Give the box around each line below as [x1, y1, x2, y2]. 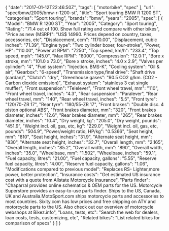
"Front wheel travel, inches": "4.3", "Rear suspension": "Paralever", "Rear [5, 91, 158, 96]
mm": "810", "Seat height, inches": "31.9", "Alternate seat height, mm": [5, 134, 152, 140]
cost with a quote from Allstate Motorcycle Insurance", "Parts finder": [5, 177, 150, 183]
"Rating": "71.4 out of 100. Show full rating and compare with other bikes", [5, 26, 160, 32]
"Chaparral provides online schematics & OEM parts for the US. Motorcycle [5, 182, 162, 188]
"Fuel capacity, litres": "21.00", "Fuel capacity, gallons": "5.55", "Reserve [5, 155, 157, 161]
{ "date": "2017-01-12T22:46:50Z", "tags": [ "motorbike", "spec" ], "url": [5, 5, 155, 10]
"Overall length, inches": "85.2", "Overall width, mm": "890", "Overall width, [5, 145, 163, 150]
